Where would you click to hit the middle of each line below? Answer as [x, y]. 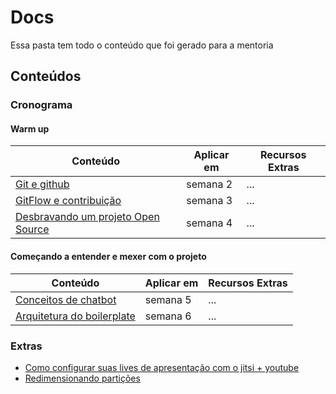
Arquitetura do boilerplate [75, 316]
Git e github [42, 184]
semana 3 [209, 201]
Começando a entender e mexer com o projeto [108, 257]
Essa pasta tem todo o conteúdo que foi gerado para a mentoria [142, 45]
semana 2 [209, 184]
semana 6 [168, 316]
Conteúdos [46, 76]
